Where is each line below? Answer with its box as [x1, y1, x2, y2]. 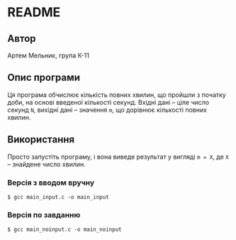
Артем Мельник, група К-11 [7, 51, 90, 59]
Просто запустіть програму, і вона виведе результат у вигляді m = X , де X [7, 152, 229, 161]
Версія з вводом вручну [7, 178, 95, 188]
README [7, 4, 61, 21]
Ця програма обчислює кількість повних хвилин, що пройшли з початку [7, 90, 227, 99]
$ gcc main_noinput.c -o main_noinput [7, 226, 122, 234]
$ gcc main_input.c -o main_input [7, 193, 110, 200]
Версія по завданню [7, 210, 81, 219]
